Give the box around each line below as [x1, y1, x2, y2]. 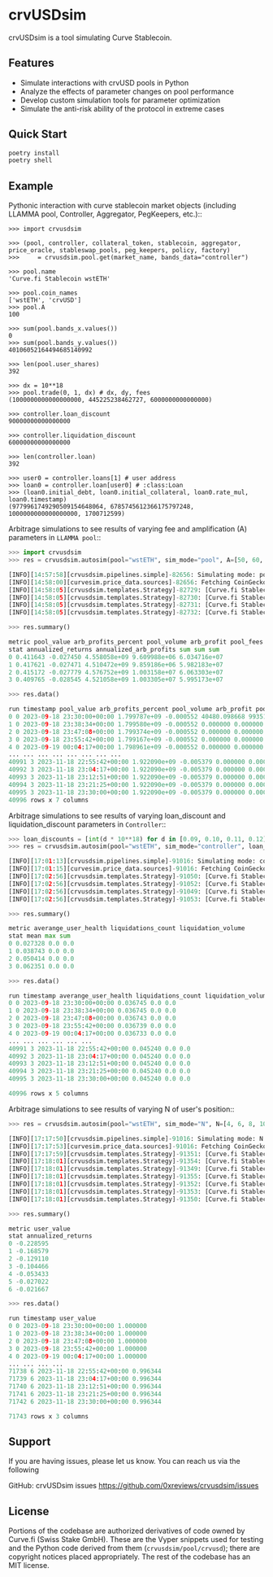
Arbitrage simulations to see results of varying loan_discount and [8, 810, 226, 820]
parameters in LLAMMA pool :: [8, 533, 102, 543]
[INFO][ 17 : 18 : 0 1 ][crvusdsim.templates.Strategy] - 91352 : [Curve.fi [8, 1180, 238, 1188]
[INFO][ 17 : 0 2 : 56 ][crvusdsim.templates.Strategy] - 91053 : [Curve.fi [8, 895, 238, 903]
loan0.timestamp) [8, 496, 67, 504]
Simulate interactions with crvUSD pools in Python [19, 77, 189, 87]
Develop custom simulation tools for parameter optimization [19, 95, 221, 105]
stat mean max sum [8, 932, 71, 941]
